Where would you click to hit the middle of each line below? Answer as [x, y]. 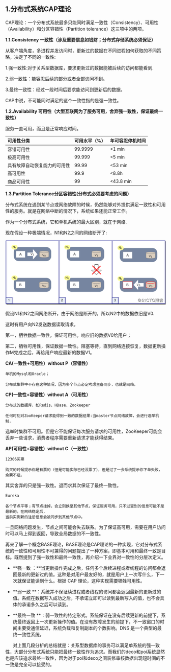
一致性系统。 [31, 634]
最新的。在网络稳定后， [26, 512]
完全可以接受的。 [36, 664]
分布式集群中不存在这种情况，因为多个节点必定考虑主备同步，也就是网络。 [72, 384]
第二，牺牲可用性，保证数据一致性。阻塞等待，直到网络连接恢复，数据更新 [83, 346]
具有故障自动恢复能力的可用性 [39, 166]
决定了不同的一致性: [35, 57]
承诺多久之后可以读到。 [46, 604]
